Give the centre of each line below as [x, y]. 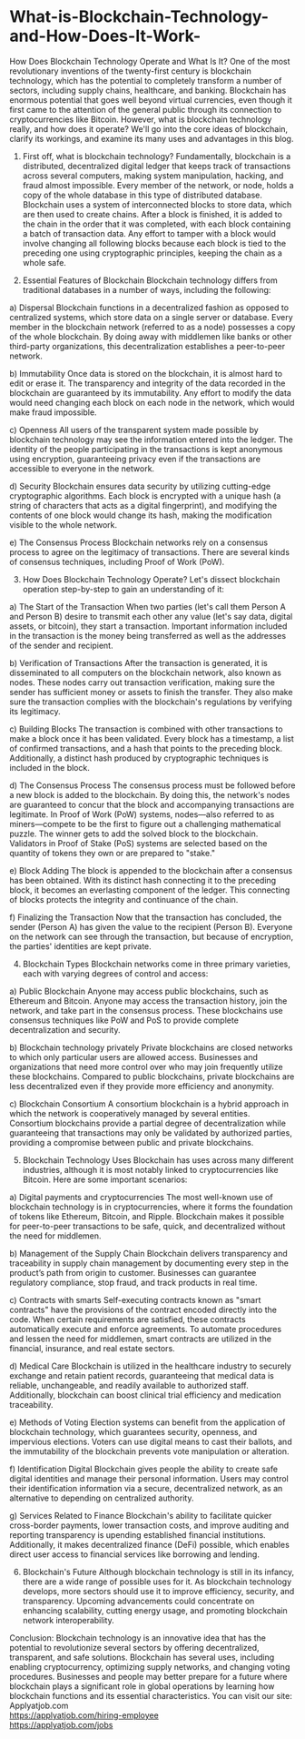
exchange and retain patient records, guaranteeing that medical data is [142, 1375]
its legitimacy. [35, 711]
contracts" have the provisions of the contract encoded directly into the [143, 1309]
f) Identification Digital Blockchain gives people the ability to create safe [144, 1469]
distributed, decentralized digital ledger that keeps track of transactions [157, 166]
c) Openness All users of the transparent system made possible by [134, 430]
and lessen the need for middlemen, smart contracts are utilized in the [141, 1339]
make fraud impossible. [53, 412]
